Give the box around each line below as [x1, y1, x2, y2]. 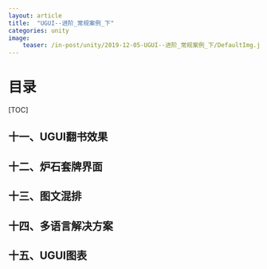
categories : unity [8, 26, 69, 34]
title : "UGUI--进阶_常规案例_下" [8, 19, 115, 27]
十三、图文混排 [8, 189, 82, 204]
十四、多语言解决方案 [8, 219, 113, 232]
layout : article [8, 11, 62, 20]
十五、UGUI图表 [8, 249, 88, 263]
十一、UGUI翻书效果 [8, 130, 108, 144]
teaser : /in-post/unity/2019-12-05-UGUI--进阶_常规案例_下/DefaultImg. [22, 42, 257, 49]
